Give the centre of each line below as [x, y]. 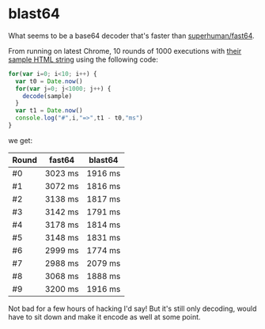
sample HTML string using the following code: [83, 59]
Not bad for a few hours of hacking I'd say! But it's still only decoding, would [132, 308]
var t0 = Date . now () [49, 81]
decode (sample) [47, 96]
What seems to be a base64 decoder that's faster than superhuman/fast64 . [131, 36]
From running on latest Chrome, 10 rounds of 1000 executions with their [125, 51]
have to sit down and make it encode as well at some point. [104, 316]
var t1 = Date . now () [49, 111]
